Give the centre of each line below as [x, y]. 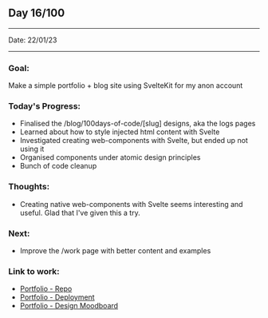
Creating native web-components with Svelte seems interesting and [131, 204]
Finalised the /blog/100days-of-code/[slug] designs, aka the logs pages [138, 124]
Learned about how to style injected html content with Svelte [120, 132]
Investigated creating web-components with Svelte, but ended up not [134, 141]
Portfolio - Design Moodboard [69, 306]
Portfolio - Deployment [57, 297]
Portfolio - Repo [46, 289]
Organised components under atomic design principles [110, 157]
